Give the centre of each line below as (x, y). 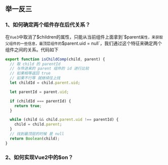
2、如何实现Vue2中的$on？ (39, 157)
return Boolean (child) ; (35, 139)
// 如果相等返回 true (30, 73)
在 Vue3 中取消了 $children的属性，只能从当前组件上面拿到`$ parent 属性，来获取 (84, 37)
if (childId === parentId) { (40, 101)
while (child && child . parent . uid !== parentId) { (64, 120)
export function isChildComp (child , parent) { (55, 59)
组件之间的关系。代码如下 (32, 49)
